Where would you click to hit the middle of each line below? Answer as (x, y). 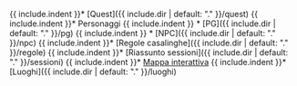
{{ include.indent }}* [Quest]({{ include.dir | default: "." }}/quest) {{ (133, 14)
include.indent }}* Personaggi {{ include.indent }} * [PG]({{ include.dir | (143, 24)
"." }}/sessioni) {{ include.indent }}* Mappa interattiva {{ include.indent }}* (148, 62)
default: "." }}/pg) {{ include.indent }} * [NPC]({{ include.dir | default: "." (143, 33)
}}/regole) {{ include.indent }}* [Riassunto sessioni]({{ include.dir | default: (149, 53)
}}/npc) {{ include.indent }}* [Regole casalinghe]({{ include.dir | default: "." (149, 43)
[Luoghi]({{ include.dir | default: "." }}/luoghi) (93, 72)
